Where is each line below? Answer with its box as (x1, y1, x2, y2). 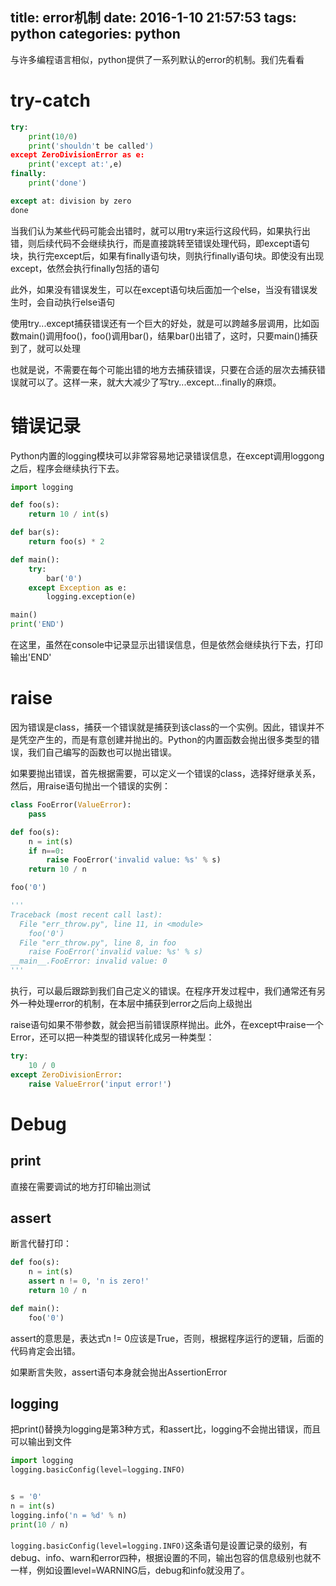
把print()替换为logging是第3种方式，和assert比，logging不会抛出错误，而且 (10, 1423, 322, 1435)
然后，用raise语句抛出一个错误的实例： (10, 780, 172, 792)
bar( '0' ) (46, 573, 83, 583)
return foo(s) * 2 (28, 537, 105, 547)
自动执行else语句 (44, 296, 116, 308)
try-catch (10, 89, 91, 112)
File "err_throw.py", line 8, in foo (19, 938, 177, 948)
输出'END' (10, 651, 52, 663)
